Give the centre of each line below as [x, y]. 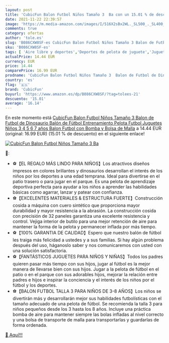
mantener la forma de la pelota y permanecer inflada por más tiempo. [84, 227]
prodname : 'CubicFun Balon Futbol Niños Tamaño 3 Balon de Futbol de [81, 75]
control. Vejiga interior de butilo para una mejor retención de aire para [85, 221]
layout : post [19, 10]
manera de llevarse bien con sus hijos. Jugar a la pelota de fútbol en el [86, 269]
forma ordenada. [30, 325]
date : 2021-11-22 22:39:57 [33, 19]
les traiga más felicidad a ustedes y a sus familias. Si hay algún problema [88, 240]
